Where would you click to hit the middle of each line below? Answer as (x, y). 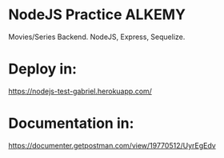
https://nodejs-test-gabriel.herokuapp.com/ (80, 91)
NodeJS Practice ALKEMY (97, 15)
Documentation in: (71, 123)
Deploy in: (43, 69)
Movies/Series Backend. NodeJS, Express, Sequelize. (97, 37)
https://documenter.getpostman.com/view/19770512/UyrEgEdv (112, 145)
